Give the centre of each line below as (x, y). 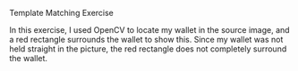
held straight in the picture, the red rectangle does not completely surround (148, 49)
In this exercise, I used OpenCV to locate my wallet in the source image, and (149, 30)
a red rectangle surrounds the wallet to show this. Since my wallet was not (146, 39)
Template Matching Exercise (62, 13)
